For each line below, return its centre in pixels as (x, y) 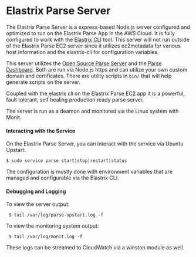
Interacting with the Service (41, 131)
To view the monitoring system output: (53, 226)
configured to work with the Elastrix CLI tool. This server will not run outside (98, 39)
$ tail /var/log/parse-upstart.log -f (56, 215)
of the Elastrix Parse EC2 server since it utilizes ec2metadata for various (93, 46)
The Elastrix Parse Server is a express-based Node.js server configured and (98, 27)
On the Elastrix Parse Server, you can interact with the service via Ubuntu (95, 144)
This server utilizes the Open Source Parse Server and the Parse (84, 63)
